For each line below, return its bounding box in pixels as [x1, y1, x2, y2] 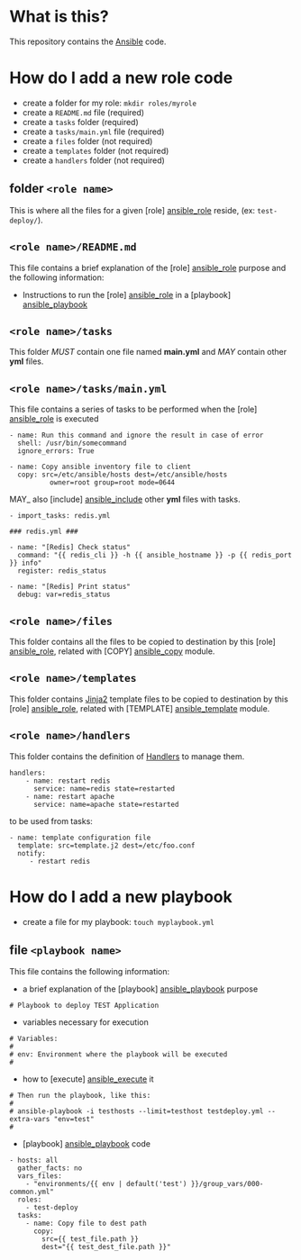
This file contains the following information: [9, 966, 170, 977]
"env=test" [53, 1115, 95, 1124]
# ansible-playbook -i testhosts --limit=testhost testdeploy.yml [9, 1107, 264, 1116]
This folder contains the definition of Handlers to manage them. [9, 750, 245, 762]
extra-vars [9, 1115, 50, 1124]
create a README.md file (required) [22, 106, 145, 118]
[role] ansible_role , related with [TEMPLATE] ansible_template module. [9, 703, 270, 713]
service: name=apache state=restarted [32, 800, 179, 809]
